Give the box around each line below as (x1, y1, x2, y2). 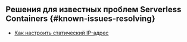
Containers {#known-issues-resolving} (5, 14, 156, 24)
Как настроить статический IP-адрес (14, 29, 109, 36)
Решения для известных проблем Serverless (5, 5, 182, 15)
